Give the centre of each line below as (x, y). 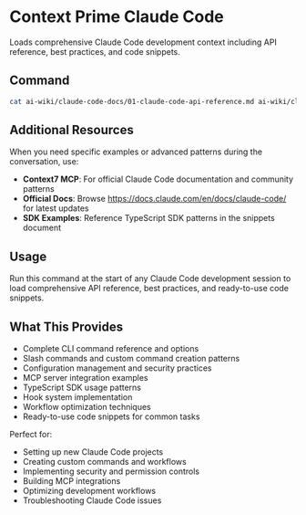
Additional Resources (71, 130)
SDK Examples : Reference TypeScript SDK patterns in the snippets (148, 218)
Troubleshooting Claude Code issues (92, 500)
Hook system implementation (77, 397)
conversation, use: (44, 162)
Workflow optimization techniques (87, 407)
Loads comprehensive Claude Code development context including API (143, 42)
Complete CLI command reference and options (111, 349)
